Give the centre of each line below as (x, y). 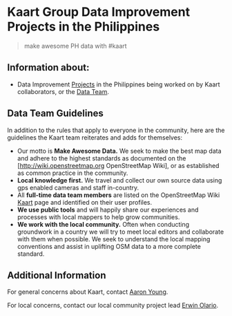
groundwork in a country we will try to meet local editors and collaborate (120, 232)
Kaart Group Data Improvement (99, 12)
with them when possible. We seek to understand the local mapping (114, 239)
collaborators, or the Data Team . (63, 91)
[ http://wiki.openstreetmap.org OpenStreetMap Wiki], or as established (118, 165)
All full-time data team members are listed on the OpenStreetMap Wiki (118, 195)
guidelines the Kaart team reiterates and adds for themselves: (95, 137)
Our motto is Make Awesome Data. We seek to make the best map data (119, 151)
